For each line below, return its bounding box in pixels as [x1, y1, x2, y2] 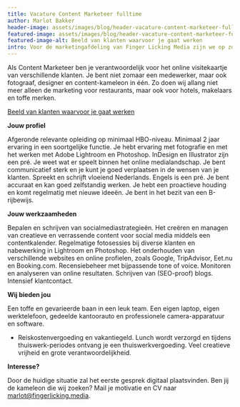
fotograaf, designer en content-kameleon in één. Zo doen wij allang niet [7, 79, 218, 86]
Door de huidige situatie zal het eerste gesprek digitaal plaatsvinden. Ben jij [7, 376, 229, 384]
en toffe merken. [7, 94, 56, 102]
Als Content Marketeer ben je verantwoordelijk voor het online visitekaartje [7, 64, 228, 71]
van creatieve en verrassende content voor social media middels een [7, 231, 211, 239]
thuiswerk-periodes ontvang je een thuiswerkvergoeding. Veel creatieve [17, 341, 231, 349]
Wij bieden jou [7, 291, 51, 298]
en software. [7, 319, 45, 328]
